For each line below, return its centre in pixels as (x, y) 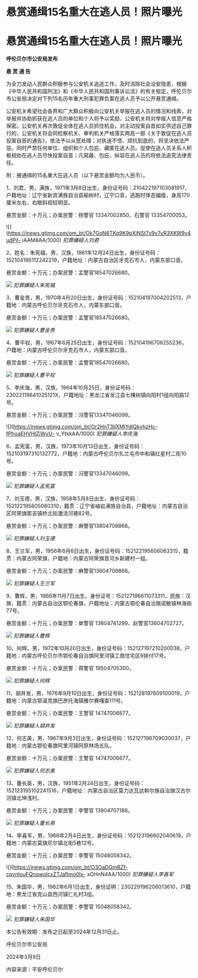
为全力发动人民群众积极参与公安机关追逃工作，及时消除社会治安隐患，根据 (96, 84)
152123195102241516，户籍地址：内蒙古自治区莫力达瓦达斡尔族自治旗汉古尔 (98, 790)
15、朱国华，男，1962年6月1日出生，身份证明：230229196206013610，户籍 (99, 887)
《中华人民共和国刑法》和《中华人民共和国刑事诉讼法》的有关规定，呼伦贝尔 (99, 91)
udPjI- (14, 240)
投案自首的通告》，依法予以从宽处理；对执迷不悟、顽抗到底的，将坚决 (90, 141)
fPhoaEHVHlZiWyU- (30, 434)
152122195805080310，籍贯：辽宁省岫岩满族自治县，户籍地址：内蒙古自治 (97, 506)
